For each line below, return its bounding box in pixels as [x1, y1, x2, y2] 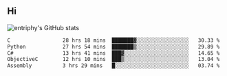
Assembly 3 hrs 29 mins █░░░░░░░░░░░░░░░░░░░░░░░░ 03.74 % [7, 62, 220, 69]
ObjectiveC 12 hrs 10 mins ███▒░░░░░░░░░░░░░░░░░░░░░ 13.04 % [7, 56, 220, 63]
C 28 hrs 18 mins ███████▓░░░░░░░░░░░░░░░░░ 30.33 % [7, 37, 220, 44]
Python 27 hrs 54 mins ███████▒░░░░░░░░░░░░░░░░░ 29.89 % [7, 43, 220, 50]
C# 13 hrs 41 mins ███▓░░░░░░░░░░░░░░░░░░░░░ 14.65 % [7, 49, 220, 57]
